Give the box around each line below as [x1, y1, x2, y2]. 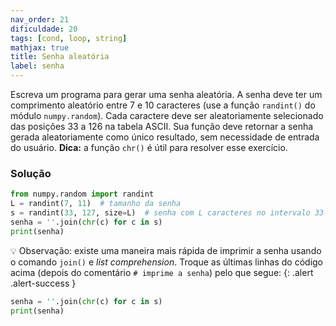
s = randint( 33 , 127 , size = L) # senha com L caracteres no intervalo [10, 208, 311, 218]
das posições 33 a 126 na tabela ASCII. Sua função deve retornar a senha [10, 121, 314, 132]
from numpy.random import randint [10, 189, 155, 200]
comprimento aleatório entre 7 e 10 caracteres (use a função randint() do [10, 99, 316, 111]
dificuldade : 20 [10, 24, 78, 34]
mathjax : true [10, 42, 70, 53]
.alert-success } [10, 277, 77, 289]
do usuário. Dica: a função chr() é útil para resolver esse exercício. [10, 142, 288, 153]
